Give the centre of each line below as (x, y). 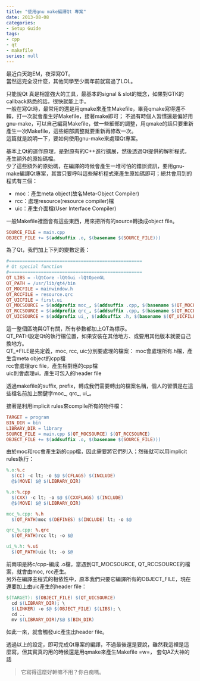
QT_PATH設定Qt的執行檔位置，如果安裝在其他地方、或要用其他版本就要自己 (99, 336)
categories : (21, 23)
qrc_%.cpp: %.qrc (28, 530)
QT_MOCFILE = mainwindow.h (40, 289)
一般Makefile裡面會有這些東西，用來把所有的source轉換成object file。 (92, 221)
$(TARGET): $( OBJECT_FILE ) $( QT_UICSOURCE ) (61, 598)
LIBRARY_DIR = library (34, 428)
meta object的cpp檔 (41, 358)
